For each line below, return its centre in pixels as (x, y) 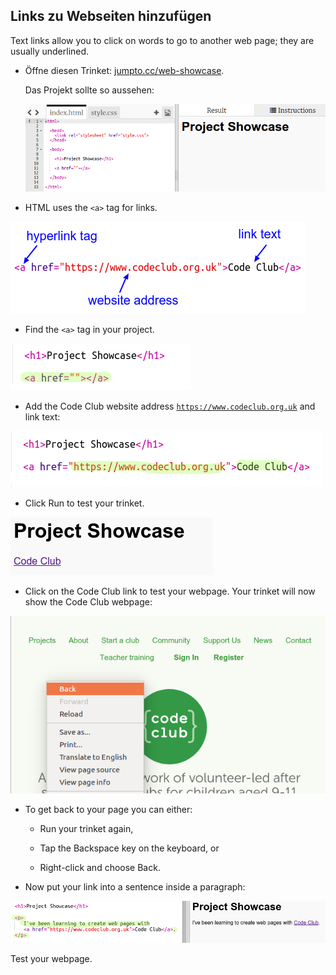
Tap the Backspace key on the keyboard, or (129, 848)
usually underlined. (50, 51)
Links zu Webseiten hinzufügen (111, 16)
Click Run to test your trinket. (84, 503)
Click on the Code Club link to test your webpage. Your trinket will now (170, 591)
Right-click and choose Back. (100, 867)
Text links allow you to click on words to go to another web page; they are (162, 40)
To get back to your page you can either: (108, 809)
